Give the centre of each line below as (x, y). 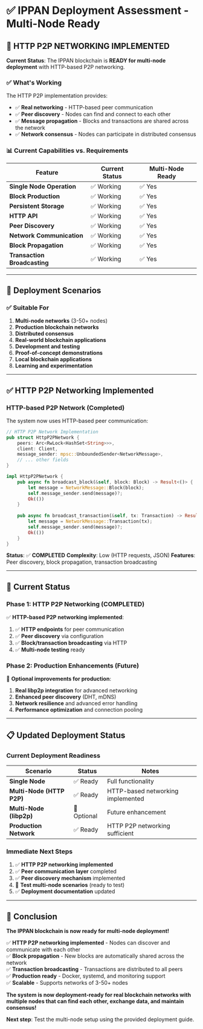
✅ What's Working (34, 82)
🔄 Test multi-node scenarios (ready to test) (70, 885)
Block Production (35, 196)
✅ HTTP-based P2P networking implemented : (65, 618)
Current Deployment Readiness (53, 755)
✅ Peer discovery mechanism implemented (70, 878)
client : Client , (38, 449)
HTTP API (24, 216)
